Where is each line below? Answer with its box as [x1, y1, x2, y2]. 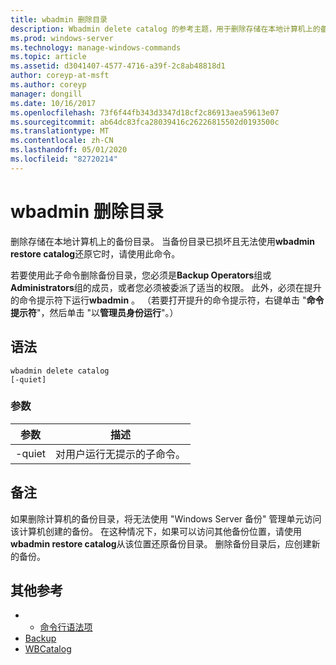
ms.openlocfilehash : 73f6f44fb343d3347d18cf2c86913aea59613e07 [10, 107, 280, 118]
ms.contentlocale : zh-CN [10, 136, 114, 146]
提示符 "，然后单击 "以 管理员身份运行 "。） [10, 306, 179, 318]
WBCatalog [24, 643, 72, 655]
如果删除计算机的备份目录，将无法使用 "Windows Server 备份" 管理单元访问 [10, 512, 322, 525]
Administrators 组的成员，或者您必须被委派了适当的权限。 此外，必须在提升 [10, 281, 322, 293]
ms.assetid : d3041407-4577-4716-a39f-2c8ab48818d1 [10, 61, 226, 71]
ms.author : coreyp [10, 80, 87, 90]
